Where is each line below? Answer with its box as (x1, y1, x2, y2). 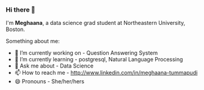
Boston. (5, 26, 26, 33)
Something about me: (5, 38, 60, 45)
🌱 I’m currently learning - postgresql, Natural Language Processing (14, 56, 183, 63)
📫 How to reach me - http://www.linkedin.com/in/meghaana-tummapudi (14, 69, 198, 77)
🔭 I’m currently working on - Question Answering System (14, 49, 158, 57)
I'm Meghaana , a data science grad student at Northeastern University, (5, 19, 186, 27)
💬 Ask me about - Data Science (14, 62, 94, 69)
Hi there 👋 (5, 5, 36, 14)
